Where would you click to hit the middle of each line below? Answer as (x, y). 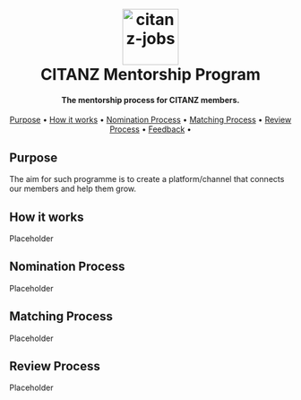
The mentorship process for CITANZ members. (150, 100)
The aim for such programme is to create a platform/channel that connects (147, 179)
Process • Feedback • (150, 129)
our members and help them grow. (73, 189)
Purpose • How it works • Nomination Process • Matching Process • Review (150, 120)
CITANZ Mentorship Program (150, 75)
